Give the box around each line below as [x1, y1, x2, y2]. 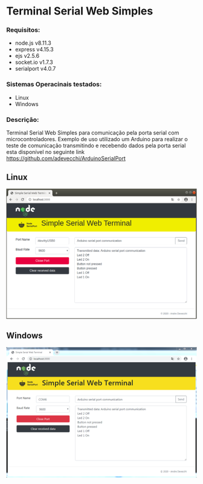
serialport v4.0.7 [14, 65, 56, 72]
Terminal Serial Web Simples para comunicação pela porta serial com [6, 129, 179, 136]
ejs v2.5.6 [14, 53, 40, 60]
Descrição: [6, 115, 39, 124]
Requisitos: [6, 26, 40, 34]
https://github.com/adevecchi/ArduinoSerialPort [6, 155, 126, 162]
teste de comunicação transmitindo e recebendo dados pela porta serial [6, 142, 186, 149]
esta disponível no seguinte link [6, 148, 85, 156]
